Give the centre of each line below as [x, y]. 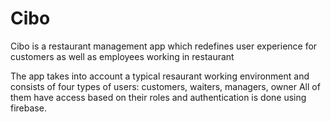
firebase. [28, 108]
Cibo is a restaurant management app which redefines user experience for [164, 46]
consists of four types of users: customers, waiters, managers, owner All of [165, 86]
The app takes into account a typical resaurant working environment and [160, 76]
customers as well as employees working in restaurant [122, 56]
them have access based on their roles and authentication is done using [158, 97]
